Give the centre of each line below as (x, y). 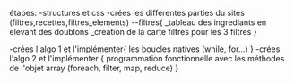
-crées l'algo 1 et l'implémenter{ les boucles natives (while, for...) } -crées (145, 49)
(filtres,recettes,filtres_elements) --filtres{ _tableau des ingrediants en (138, 22)
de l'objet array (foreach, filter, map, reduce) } (94, 68)
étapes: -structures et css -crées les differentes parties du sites (127, 13)
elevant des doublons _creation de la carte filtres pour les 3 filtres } (133, 32)
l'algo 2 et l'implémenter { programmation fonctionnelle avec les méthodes (147, 58)
